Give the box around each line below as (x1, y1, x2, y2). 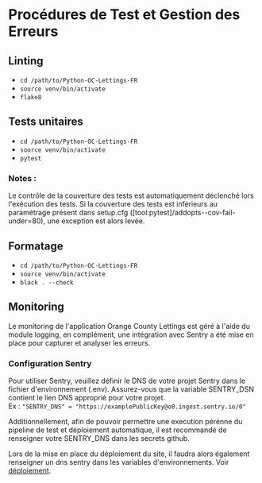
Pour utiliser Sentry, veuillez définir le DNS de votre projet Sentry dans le (8, 376, 246, 386)
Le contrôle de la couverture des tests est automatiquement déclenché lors (8, 191, 254, 200)
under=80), (8, 216, 46, 226)
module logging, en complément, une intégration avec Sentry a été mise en (8, 330, 254, 339)
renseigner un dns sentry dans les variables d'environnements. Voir (8, 458, 229, 467)
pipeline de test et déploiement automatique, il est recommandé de (8, 425, 228, 435)
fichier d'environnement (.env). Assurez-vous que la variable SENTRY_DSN (8, 384, 254, 394)
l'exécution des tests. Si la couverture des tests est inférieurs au (8, 199, 218, 209)
